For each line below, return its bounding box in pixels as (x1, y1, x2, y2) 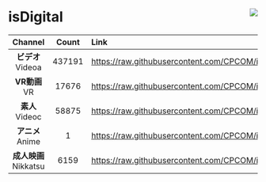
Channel (12, 36, 45, 47)
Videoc (15, 111, 42, 122)
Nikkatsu (12, 161, 45, 172)
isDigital (8, 8, 63, 26)
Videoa (15, 62, 42, 73)
